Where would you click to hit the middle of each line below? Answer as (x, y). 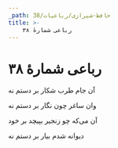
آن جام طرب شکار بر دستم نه (52, 90)
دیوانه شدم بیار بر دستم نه (46, 136)
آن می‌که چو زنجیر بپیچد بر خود (53, 121)
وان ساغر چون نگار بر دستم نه (52, 106)
